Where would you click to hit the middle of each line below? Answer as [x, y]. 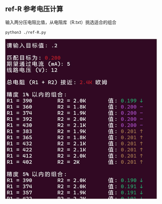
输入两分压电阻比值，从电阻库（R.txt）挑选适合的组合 [61, 22]
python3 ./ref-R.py [26, 32]
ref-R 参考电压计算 [34, 9]
